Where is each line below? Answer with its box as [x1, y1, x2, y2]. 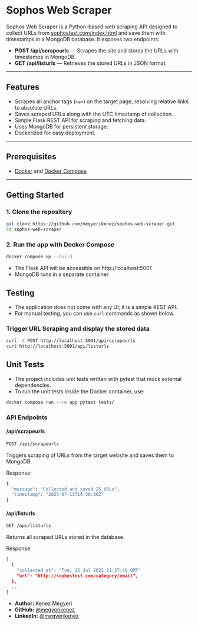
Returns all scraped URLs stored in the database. [6, 534, 125, 541]
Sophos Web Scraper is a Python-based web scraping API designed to [6, 23, 178, 30]
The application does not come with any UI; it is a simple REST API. [14, 303, 178, 310]
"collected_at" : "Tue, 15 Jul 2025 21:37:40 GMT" [16, 567, 141, 574]
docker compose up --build [6, 254, 72, 260]
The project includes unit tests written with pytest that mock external [14, 375, 181, 382]
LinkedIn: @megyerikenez [14, 613, 80, 620]
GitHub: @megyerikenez [14, 606, 75, 613]
